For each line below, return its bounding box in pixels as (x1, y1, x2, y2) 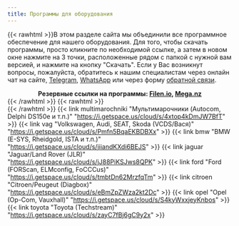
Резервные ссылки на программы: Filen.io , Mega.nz (38, 89, 202, 98)
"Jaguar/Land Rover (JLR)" (7, 150, 86, 158)
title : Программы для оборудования (7, 10, 113, 18)
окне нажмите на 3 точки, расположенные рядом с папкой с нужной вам (7, 53, 232, 61)
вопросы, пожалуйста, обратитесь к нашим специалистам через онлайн (7, 68, 230, 76)
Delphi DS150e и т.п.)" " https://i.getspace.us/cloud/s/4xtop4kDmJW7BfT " (7, 112, 226, 120)
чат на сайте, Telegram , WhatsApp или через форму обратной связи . (7, 76, 217, 84)
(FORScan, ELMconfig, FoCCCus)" (7, 165, 109, 173)
